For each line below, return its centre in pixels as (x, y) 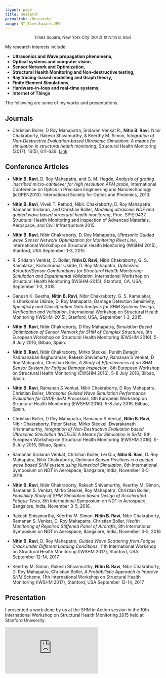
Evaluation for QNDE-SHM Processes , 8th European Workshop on (80, 398)
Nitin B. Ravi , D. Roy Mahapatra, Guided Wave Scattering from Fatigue (84, 541)
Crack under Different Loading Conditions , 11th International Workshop (84, 546)
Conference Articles (37, 167)
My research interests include (35, 47)
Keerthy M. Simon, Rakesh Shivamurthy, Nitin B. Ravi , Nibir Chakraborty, (86, 566)
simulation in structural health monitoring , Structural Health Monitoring (84, 146)
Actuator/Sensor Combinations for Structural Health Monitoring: (78, 271)
